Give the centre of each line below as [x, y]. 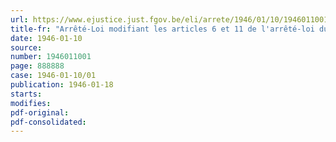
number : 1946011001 [51, 57]
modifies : [31, 103]
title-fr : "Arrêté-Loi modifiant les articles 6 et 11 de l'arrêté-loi [162, 29]
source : [26, 47]
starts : [26, 94]
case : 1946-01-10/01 [53, 76]
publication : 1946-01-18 [62, 85]
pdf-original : [40, 112]
